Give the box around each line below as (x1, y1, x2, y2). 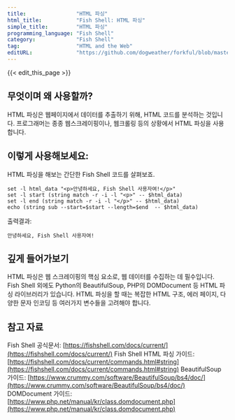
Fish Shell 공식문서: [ (7, 341, 65, 349)
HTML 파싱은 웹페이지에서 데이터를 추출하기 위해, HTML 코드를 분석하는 (7, 110, 205, 119)
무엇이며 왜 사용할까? (7, 90, 93, 102)
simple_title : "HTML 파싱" (7, 23, 108, 30)
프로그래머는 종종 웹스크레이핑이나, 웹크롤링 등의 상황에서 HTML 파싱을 (16, 119, 211, 127)
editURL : (7, 50, 33, 57)
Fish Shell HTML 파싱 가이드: (114, 350, 195, 359)
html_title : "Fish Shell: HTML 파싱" (7, 17, 145, 24)
